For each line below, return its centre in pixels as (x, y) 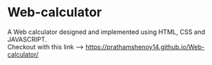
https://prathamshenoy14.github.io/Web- (145, 47)
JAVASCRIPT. (27, 39)
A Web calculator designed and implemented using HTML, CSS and (106, 32)
